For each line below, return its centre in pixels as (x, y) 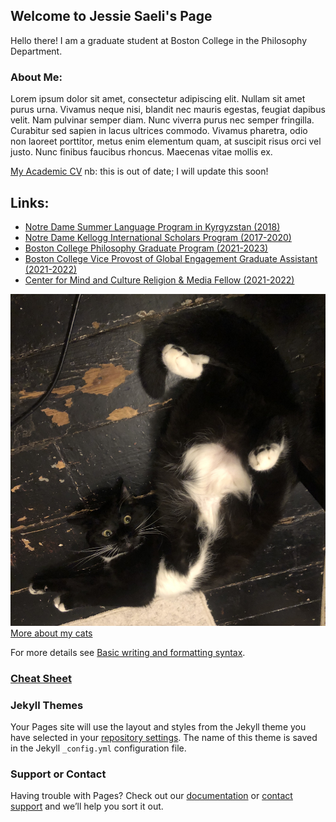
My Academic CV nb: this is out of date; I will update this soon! (139, 171)
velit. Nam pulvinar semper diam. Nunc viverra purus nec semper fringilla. (162, 120)
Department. (36, 51)
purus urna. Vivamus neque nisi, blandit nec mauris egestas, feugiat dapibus (168, 110)
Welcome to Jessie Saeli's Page (111, 16)
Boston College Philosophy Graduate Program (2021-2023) (146, 248)
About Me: (36, 77)
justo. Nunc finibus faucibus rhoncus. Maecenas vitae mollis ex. (141, 152)
